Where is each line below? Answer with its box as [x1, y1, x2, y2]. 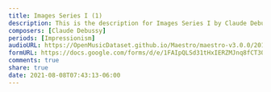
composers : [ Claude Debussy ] [8, 26, 106, 34]
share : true [8, 64, 48, 72]
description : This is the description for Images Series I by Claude [8, 19, 248, 27]
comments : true [8, 57, 60, 65]
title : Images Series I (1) [8, 11, 103, 20]
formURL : [8, 49, 38, 57]
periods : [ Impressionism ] [8, 34, 95, 42]
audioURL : [8, 42, 42, 50]
